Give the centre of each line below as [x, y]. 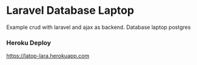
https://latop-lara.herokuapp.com [48, 56]
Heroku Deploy [29, 43]
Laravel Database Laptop [70, 11]
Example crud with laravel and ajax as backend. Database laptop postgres [98, 27]
